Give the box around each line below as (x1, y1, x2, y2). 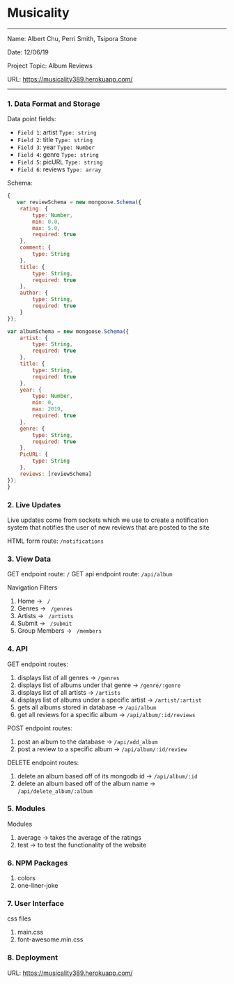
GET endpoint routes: (7, 660, 68, 668)
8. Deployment (7, 953, 58, 962)
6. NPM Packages (7, 858, 68, 868)
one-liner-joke (17, 882, 58, 890)
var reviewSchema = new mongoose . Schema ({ (16, 199, 141, 206)
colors (17, 874, 36, 882)
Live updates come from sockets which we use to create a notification (7, 516, 209, 524)
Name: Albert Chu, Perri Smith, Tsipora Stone (7, 34, 137, 43)
